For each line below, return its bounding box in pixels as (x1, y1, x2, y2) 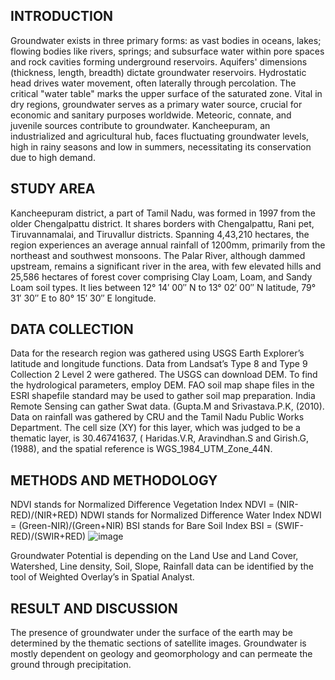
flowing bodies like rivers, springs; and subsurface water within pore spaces (10, 45, 325, 57)
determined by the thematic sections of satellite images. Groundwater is (10, 637, 307, 649)
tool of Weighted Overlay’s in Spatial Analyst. (10, 571, 195, 583)
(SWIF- (274, 520, 305, 532)
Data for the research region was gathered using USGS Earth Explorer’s (10, 347, 305, 359)
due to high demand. (10, 151, 96, 163)
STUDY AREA (10, 180, 96, 198)
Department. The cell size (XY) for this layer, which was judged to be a (10, 422, 301, 434)
